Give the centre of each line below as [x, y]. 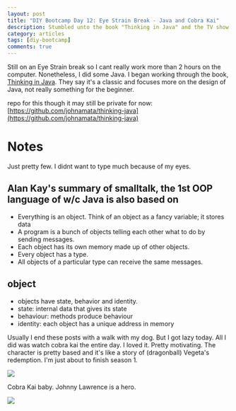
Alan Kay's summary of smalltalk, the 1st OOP [110, 189]
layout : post [26, 14]
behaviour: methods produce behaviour [75, 316]
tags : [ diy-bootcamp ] [39, 40]
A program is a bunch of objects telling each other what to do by [111, 231]
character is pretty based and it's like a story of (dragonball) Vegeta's [108, 352]
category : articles [36, 34]
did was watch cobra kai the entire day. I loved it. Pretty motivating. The [112, 345]
